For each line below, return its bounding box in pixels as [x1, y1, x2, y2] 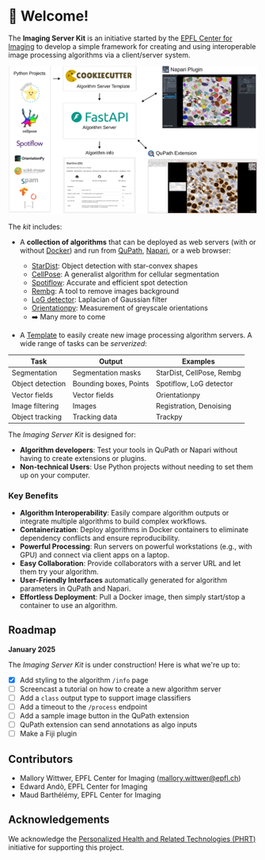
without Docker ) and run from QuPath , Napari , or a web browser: [19, 245, 232, 256]
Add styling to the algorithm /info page [19, 675, 149, 684]
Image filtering [11, 401, 59, 410]
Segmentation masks [72, 368, 142, 378]
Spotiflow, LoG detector [155, 379, 233, 389]
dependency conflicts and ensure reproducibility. [19, 534, 180, 543]
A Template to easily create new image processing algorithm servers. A [19, 330, 252, 340]
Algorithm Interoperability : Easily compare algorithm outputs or [19, 508, 229, 518]
